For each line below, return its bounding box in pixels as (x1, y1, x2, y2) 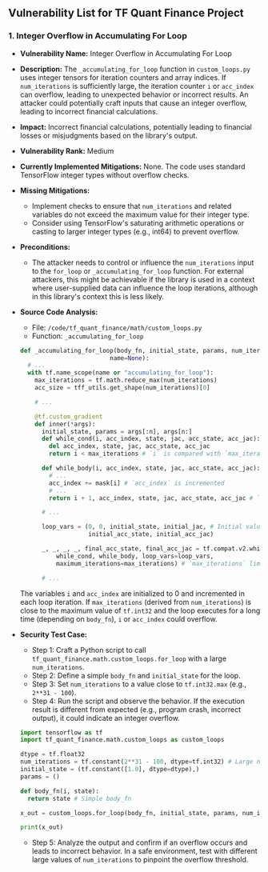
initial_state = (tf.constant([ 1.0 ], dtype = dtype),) (19, 766, 200, 774)
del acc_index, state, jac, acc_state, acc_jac (49, 442, 210, 450)
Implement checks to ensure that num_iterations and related (31, 201, 232, 210)
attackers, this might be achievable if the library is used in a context (31, 274, 255, 284)
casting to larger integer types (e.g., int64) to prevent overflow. (31, 226, 240, 236)
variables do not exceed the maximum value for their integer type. (31, 210, 250, 219)
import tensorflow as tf (19, 728, 103, 737)
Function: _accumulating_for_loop (31, 331, 144, 341)
